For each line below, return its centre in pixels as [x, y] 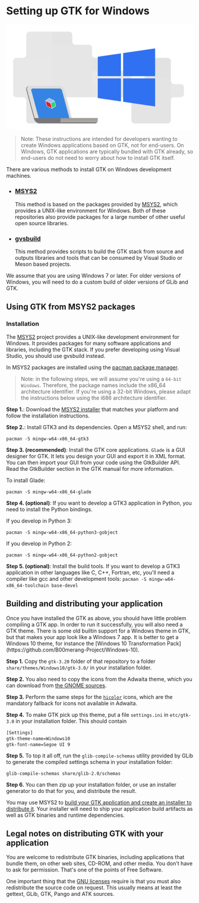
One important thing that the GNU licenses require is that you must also [94, 882]
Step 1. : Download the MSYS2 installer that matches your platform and [92, 409]
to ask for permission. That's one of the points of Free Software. [85, 870]
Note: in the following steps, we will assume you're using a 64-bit [101, 379]
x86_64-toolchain [28, 586]
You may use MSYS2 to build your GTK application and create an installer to [99, 802]
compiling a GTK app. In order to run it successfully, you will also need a [94, 624]
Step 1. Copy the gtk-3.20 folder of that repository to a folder [81, 661]
